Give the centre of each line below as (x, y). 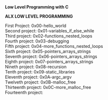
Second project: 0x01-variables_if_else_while (50, 31)
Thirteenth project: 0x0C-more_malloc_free (48, 87)
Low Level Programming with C (37, 7)
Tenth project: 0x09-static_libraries (40, 72)
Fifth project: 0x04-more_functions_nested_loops (54, 46)
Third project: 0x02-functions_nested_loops (49, 36)
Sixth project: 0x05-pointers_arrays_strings (48, 51)
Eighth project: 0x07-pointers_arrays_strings (49, 62)
